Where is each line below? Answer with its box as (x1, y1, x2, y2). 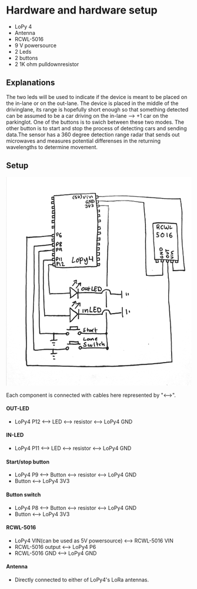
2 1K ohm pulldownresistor (14, 60, 79, 68)
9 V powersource (14, 42, 57, 49)
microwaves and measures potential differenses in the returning (6, 137, 161, 144)
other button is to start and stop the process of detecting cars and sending (6, 124, 187, 131)
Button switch (6, 491, 41, 498)
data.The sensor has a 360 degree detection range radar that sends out (6, 131, 180, 138)
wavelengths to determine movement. (6, 143, 98, 150)
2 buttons (14, 54, 38, 61)
